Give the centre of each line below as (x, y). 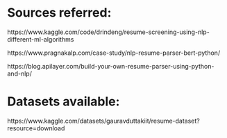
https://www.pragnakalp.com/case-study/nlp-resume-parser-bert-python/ (114, 53)
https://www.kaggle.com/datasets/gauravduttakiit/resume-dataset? (103, 121)
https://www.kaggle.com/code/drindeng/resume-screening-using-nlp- (108, 32)
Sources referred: (59, 13)
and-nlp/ (20, 74)
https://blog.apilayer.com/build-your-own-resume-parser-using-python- (111, 66)
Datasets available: (64, 102)
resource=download (36, 128)
